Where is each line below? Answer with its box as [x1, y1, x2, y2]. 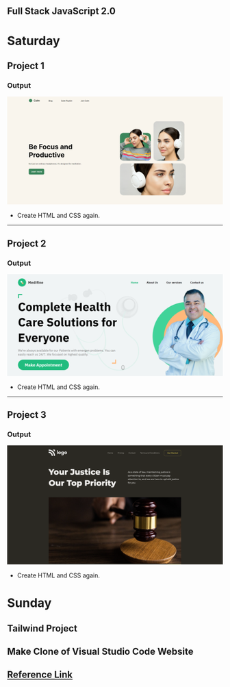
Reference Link [7, 669, 73, 681]
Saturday [7, 33, 60, 49]
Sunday [7, 595, 52, 611]
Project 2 [7, 238, 47, 249]
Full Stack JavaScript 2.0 [7, 5, 116, 17]
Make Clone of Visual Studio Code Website [7, 645, 194, 657]
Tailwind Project [7, 623, 77, 634]
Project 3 [7, 409, 47, 421]
